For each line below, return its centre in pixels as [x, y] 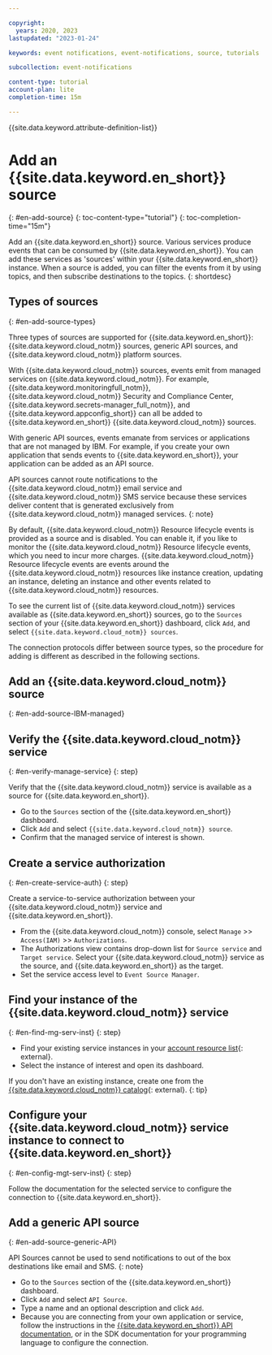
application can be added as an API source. [81, 463]
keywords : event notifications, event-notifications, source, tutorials [134, 53]
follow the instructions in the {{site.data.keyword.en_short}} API [126, 1326]
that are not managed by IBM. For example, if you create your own [119, 446]
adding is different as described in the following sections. [104, 656]
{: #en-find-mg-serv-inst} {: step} [65, 1032]
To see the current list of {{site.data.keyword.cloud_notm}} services [122, 605]
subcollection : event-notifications [70, 67]
